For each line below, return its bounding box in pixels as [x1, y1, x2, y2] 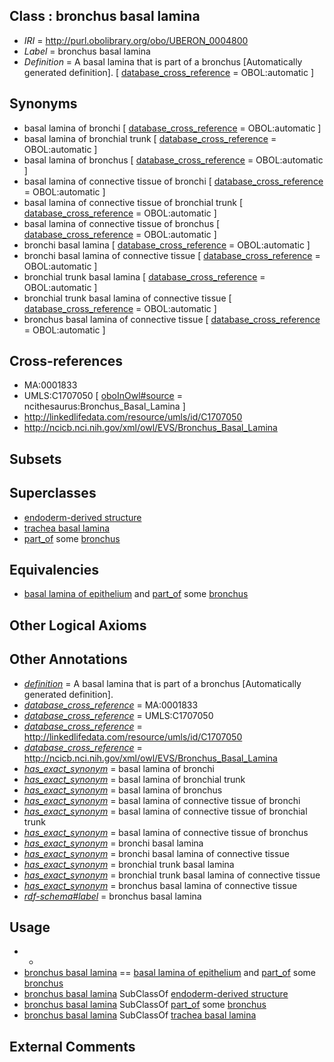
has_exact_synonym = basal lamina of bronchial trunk [23, 773, 246, 785]
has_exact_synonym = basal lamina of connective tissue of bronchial [23, 805, 308, 817]
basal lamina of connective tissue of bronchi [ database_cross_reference [23, 175, 324, 187]
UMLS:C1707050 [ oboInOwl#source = [23, 390, 183, 402]
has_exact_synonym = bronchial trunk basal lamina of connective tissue [23, 869, 321, 881]
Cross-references [9, 353, 124, 370]
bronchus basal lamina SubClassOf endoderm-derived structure [23, 988, 289, 1000]
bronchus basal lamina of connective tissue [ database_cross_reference [23, 313, 321, 325]
